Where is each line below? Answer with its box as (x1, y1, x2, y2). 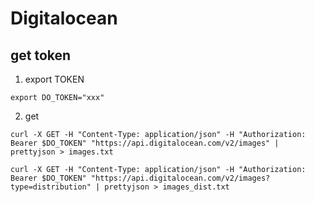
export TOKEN (24, 73, 85, 85)
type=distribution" (10, 182, 92, 192)
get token (10, 47, 72, 64)
